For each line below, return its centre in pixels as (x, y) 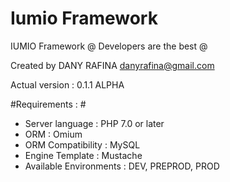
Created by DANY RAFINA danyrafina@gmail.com (112, 65)
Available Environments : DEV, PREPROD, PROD (122, 166)
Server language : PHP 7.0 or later (94, 123)
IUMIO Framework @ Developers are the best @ (109, 46)
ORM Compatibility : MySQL (82, 144)
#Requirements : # (48, 104)
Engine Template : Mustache (83, 155)
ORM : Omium (53, 134)
